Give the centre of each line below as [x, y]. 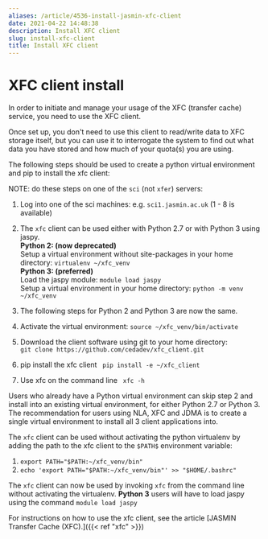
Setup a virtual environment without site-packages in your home [126, 254]
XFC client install [66, 86]
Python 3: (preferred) [57, 271]
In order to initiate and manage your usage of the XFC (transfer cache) [125, 108]
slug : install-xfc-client [52, 38]
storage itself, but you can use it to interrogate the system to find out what [131, 141]
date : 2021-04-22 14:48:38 [54, 23]
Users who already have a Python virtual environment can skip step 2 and [131, 396]
